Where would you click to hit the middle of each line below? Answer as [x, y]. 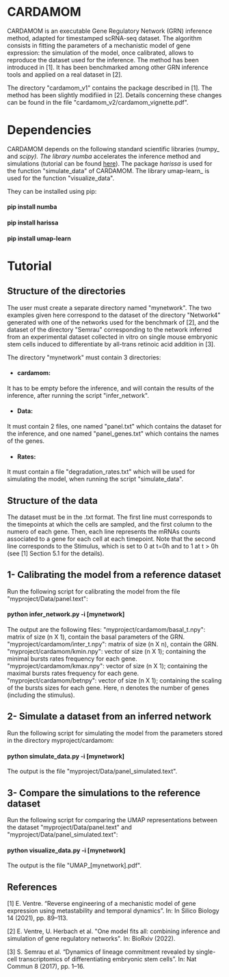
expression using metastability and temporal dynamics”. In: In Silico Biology [113, 911]
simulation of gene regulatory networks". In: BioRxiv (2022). [91, 938]
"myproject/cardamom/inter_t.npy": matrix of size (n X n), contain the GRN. [113, 644]
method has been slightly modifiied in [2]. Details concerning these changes [114, 95]
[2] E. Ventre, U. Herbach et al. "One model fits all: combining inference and [114, 931]
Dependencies [49, 130]
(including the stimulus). [41, 695]
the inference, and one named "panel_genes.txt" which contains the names [113, 434]
